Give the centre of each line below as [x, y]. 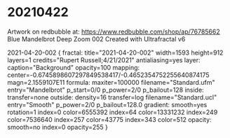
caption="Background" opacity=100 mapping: [74, 67]
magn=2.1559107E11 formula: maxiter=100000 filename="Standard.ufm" [111, 82]
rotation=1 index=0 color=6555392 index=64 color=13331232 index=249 [113, 112]
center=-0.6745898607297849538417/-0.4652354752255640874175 [108, 75]
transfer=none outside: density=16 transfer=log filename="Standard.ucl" [112, 97]
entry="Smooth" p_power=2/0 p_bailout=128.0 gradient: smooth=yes [107, 104]
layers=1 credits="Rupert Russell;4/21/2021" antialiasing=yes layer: [104, 60]
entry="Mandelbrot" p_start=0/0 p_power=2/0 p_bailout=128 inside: [106, 90]
